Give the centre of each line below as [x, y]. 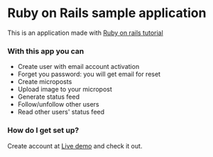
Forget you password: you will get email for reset [89, 74]
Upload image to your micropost [65, 90]
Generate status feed [49, 97]
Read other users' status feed [61, 112]
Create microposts [45, 82]
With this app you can [46, 51]
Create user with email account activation [78, 67]
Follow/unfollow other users [58, 104]
